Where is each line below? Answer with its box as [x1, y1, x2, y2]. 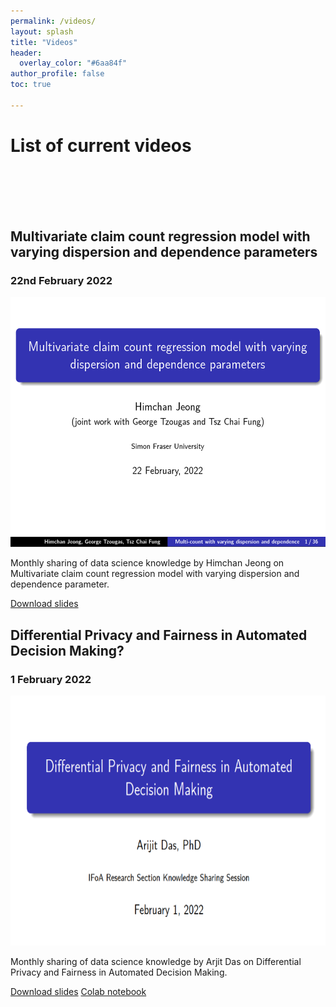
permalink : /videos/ [10, 16, 97, 26]
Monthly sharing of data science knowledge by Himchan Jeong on [10, 557, 285, 569]
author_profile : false [10, 69, 105, 79]
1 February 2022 [10, 672, 92, 686]
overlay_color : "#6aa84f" [19, 58, 128, 69]
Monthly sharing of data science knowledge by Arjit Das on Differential [10, 956, 302, 968]
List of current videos [10, 134, 192, 157]
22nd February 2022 [10, 274, 113, 287]
